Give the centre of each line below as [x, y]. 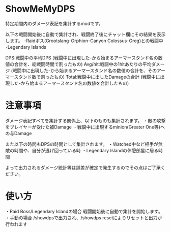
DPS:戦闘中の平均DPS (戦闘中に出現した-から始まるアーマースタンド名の [82, 58]
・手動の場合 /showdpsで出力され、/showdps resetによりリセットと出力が [84, 218]
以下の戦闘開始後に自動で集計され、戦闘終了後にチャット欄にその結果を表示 [85, 34]
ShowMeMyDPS [40, 9]
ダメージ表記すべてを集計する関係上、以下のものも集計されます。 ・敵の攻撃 [86, 120]
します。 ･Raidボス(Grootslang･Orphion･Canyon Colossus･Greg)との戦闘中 [84, 41]
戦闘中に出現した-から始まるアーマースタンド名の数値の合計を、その [84, 70]
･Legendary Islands [26, 47]
